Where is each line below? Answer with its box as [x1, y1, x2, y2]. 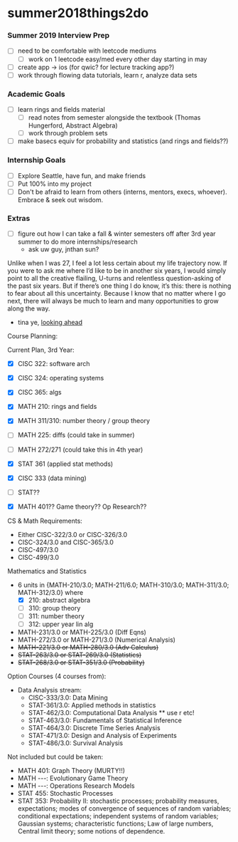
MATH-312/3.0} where [17, 588, 84, 596]
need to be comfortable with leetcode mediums [17, 46, 157, 55]
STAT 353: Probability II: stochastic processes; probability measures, [17, 796, 220, 806]
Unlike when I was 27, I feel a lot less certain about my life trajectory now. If [7, 259, 227, 268]
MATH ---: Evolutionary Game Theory [17, 774, 129, 783]
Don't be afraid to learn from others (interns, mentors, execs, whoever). [17, 187, 227, 196]
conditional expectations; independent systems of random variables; [17, 812, 219, 821]
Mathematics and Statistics [7, 566, 87, 575]
